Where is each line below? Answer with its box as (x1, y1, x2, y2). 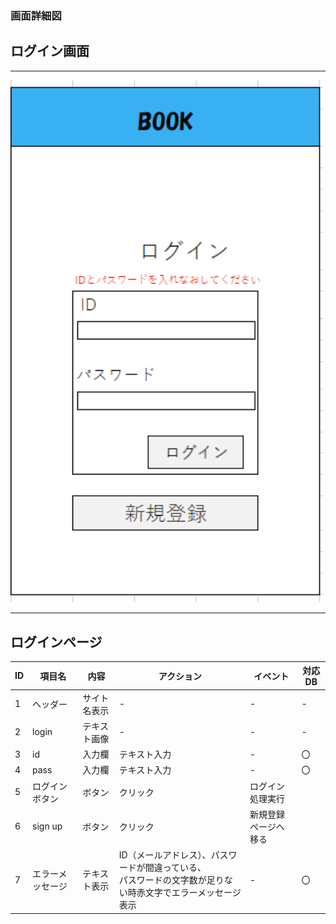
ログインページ (10, 633, 103, 651)
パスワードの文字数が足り (118, 874, 225, 886)
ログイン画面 (10, 43, 90, 60)
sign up (32, 820, 63, 832)
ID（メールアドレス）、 (118, 849, 212, 861)
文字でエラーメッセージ (144, 887, 242, 899)
